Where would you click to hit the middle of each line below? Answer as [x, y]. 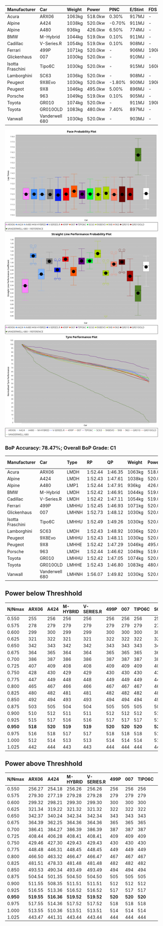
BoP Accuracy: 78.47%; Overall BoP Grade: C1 [61, 448]
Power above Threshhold [44, 764]
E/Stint [137, 9]
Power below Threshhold [44, 594]
